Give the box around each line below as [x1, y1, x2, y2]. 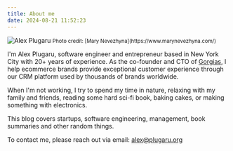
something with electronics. [7, 100, 88, 109]
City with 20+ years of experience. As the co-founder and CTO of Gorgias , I [7, 57, 227, 65]
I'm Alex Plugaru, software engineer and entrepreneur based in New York [7, 50, 219, 58]
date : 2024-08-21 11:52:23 [7, 17, 86, 24]
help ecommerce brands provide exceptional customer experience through [7, 65, 225, 73]
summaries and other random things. [7, 122, 114, 130]
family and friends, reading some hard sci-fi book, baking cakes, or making [7, 93, 225, 102]
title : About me [7, 10, 55, 18]
